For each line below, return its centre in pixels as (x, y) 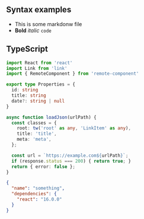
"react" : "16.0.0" (39, 199)
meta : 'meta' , (34, 139)
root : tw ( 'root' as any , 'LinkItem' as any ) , (74, 128)
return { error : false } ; (44, 166)
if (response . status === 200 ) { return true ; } (71, 161)
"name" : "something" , (38, 188)
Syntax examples (39, 10)
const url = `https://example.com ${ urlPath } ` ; (70, 155)
